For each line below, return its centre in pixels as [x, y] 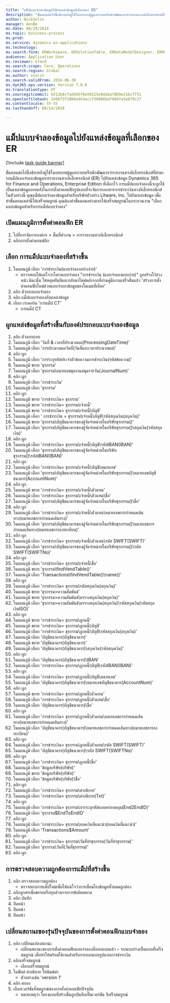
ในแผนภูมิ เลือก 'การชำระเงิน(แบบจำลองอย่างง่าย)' [55, 269]
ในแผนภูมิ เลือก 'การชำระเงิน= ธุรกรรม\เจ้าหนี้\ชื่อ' [55, 563]
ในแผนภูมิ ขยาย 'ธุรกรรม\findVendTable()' [52, 569]
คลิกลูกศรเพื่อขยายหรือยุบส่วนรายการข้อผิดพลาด [52, 893]
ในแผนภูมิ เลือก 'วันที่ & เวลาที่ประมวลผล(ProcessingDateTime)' [71, 342]
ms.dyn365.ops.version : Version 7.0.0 [46, 85]
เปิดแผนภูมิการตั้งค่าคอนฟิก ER [45, 223]
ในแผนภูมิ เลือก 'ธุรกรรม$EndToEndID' [49, 813]
